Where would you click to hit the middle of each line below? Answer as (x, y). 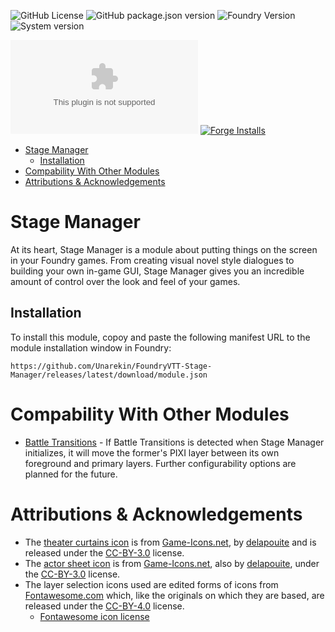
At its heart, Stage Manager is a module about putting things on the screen (164, 249)
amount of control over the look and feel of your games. (125, 281)
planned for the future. (71, 474)
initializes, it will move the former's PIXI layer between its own (152, 452)
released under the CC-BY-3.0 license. (104, 552)
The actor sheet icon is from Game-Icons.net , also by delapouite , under (172, 563)
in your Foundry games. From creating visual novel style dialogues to (152, 260)
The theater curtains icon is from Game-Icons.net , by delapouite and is (170, 542)
